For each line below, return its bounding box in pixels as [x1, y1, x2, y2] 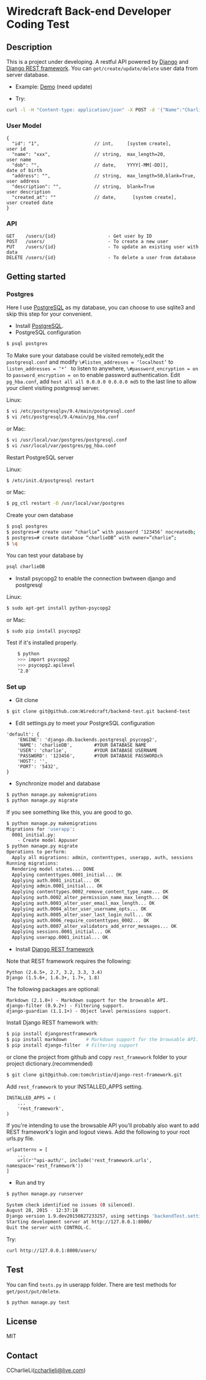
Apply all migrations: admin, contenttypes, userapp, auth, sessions [12, 855, 193, 861]
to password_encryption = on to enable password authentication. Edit [6, 372, 181, 379]
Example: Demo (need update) [15, 83, 93, 90]
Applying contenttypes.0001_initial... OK [12, 871, 122, 878]
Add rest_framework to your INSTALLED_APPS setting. [6, 1083, 143, 1090]
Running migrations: [6, 860, 59, 867]
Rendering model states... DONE [12, 866, 95, 872]
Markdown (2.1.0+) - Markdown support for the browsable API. [6, 997, 169, 1004]
